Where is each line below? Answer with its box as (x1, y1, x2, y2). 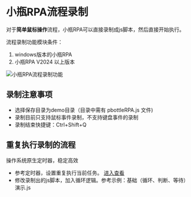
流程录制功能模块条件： (6, 38, 63, 45)
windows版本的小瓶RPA (14, 51, 72, 58)
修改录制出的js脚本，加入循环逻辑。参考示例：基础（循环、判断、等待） (14, 176, 189, 183)
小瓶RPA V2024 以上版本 (14, 58, 75, 65)
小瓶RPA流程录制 (6, 5, 89, 19)
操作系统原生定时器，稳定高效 (6, 156, 78, 163)
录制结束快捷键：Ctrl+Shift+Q (14, 121, 87, 128)
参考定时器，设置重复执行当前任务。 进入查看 (14, 169, 125, 176)
